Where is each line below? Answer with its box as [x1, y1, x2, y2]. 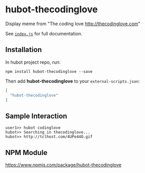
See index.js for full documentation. [5, 30, 83, 36]
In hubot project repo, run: [5, 59, 61, 65]
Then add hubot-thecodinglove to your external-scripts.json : [5, 78, 140, 84]
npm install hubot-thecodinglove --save [5, 69, 93, 74]
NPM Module [5, 148, 48, 157]
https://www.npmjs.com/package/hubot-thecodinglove [5, 162, 122, 168]
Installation [5, 45, 42, 54]
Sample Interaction [5, 111, 68, 120]
